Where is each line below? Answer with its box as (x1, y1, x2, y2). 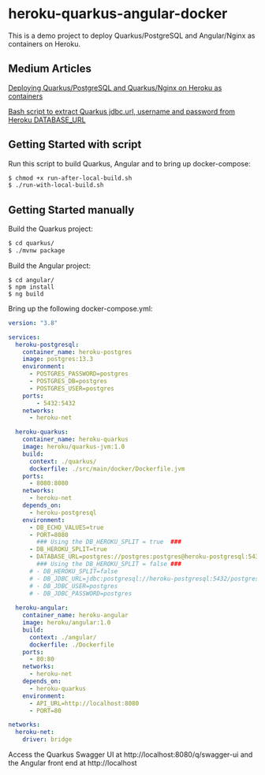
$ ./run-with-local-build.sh (8, 181, 104, 189)
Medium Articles (8, 62, 92, 76)
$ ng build (8, 289, 44, 298)
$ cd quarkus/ (8, 240, 55, 248)
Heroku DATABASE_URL (8, 115, 86, 125)
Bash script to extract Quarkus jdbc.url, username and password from (8, 106, 235, 116)
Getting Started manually (8, 203, 135, 217)
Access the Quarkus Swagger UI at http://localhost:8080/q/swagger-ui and (8, 750, 253, 759)
